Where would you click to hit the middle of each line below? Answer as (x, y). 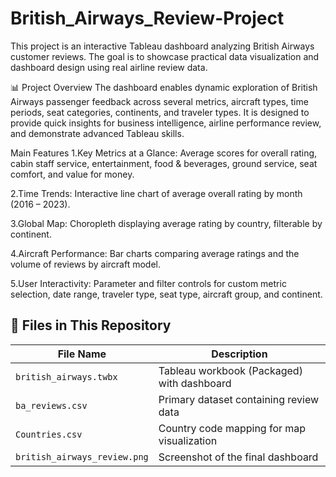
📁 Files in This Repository (91, 325)
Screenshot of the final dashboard (238, 457)
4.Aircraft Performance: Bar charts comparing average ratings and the (155, 253)
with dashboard (195, 383)
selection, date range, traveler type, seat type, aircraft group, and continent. (166, 294)
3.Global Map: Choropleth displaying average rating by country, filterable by (166, 223)
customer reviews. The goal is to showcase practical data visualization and (165, 56)
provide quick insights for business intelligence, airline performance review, (166, 123)
